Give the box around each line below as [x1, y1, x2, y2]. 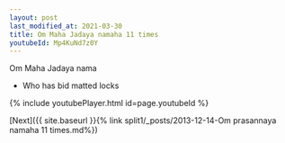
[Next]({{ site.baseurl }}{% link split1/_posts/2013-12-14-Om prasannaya [9, 115, 277, 126]
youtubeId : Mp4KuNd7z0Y [9, 38, 99, 48]
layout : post [9, 13, 58, 22]
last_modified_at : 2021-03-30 [9, 22, 123, 31]
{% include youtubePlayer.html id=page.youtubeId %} [9, 98, 209, 109]
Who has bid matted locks [22, 80, 120, 91]
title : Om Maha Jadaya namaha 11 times [9, 30, 159, 39]
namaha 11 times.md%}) [9, 125, 99, 136]
